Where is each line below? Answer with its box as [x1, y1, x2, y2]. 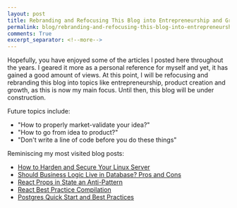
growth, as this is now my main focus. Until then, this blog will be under [7, 86, 214, 94]
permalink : [7, 23, 39, 30]
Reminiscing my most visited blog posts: [7, 149, 125, 158]
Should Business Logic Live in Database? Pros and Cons [17, 171, 182, 179]
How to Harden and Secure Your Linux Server [17, 163, 150, 171]
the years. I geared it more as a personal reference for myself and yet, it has [7, 63, 228, 72]
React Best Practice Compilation [17, 185, 111, 194]
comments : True [7, 30, 52, 37]
